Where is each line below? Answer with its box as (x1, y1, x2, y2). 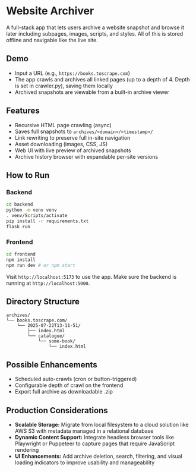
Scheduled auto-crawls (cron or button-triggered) (14, 376, 137, 383)
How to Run (6, 170, 50, 180)
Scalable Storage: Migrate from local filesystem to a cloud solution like (14, 421, 189, 428)
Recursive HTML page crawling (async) (14, 121, 112, 128)
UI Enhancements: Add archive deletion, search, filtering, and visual (14, 452, 182, 460)
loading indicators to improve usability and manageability (14, 459, 155, 466)
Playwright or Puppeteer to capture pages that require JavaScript (14, 440, 175, 447)
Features (6, 106, 40, 116)
